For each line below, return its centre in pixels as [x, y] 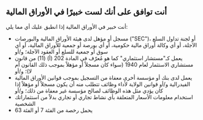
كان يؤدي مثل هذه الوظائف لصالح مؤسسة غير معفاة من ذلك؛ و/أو [89, 91]
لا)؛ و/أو [23, 71]
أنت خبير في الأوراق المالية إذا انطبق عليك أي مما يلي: [67, 26]
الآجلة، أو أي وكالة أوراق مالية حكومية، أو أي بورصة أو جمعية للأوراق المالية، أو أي [106, 45]
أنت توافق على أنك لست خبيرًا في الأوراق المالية [86, 12]
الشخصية [25, 103]
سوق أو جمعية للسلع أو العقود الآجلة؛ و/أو [61, 51]
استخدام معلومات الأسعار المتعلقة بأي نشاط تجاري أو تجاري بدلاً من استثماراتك [104, 97]
